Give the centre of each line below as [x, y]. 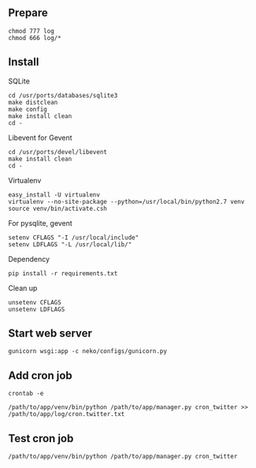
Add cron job [40, 376]
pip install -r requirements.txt [63, 273]
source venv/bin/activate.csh [58, 208]
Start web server [50, 333]
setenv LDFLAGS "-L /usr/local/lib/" [70, 244]
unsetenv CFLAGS [35, 302]
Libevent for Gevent [40, 138]
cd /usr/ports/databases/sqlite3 [63, 95]
